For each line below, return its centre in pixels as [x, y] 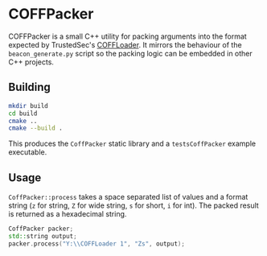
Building [29, 87]
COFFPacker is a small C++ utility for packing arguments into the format [127, 36]
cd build [23, 114]
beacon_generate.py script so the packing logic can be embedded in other [131, 53]
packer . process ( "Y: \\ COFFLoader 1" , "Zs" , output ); [97, 244]
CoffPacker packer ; [41, 229]
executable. [28, 152]
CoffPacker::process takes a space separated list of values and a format [128, 197]
